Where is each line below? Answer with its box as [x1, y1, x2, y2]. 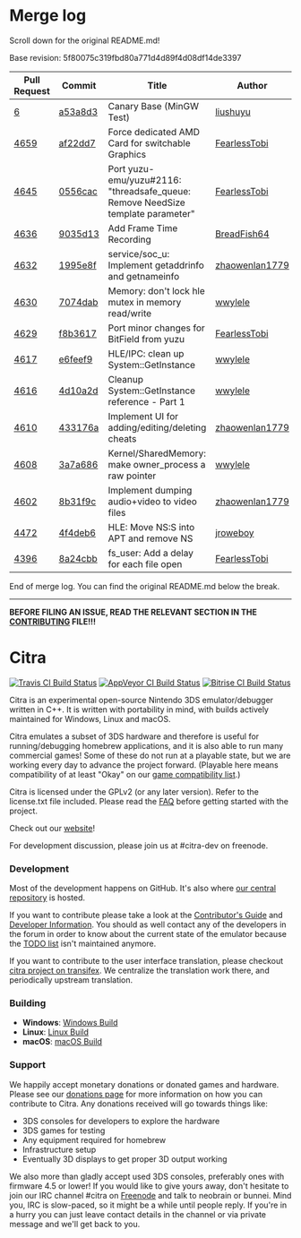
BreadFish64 [214, 228, 271, 240]
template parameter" [107, 207, 195, 219]
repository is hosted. [9, 892, 86, 903]
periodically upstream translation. [9, 975, 133, 985]
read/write [107, 306, 152, 319]
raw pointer [107, 469, 157, 482]
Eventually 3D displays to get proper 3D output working [21, 1153, 228, 1165]
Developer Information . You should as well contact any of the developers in [9, 919, 287, 930]
